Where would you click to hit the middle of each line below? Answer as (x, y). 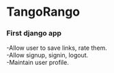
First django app (34, 33)
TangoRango (43, 12)
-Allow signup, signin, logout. (47, 55)
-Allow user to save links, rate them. (57, 48)
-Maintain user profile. (38, 63)
